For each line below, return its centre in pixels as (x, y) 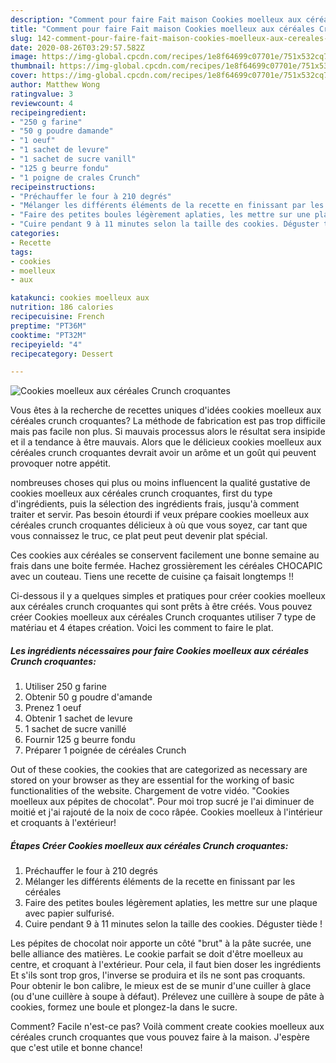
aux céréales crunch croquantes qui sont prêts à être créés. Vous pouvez (161, 607)
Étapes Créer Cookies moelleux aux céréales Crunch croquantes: (149, 845)
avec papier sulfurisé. (69, 913)
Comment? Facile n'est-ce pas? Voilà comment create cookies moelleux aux (167, 1027)
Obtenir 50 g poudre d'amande (88, 697)
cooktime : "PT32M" (48, 335)
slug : (21, 38)
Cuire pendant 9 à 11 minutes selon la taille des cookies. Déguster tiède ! (173, 924)
